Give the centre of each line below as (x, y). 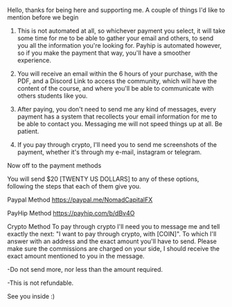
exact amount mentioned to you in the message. (76, 256)
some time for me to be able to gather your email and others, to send (115, 38)
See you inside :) (31, 296)
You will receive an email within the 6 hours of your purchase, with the (117, 73)
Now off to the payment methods (54, 165)
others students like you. (52, 96)
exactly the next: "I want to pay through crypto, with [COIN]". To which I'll (112, 234)
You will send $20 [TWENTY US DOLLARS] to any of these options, (103, 179)
